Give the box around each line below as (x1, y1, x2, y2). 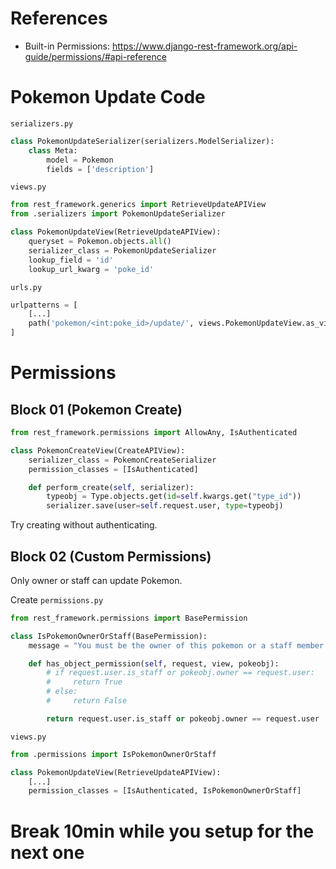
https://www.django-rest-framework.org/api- (111, 40, 298, 52)
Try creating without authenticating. (10, 519, 158, 531)
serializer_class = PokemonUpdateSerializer (28, 245, 217, 256)
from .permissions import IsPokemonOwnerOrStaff (10, 749, 217, 759)
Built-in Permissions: (24, 40, 110, 52)
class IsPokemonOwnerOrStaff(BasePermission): (10, 631, 208, 641)
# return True (46, 677, 123, 687)
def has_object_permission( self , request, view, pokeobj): (28, 658, 280, 669)
